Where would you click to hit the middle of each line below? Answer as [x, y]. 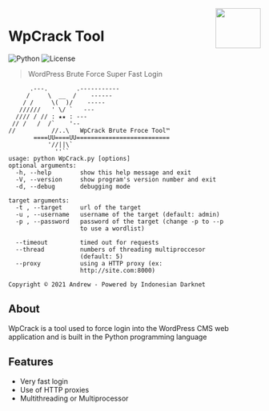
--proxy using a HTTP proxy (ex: [89, 263]
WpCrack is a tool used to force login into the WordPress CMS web [119, 328]
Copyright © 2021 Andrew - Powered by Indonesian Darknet [107, 284]
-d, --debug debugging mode [73, 186]
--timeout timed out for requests [87, 242]
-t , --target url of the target [78, 207]
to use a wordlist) [112, 228]
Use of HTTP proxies [54, 389]
